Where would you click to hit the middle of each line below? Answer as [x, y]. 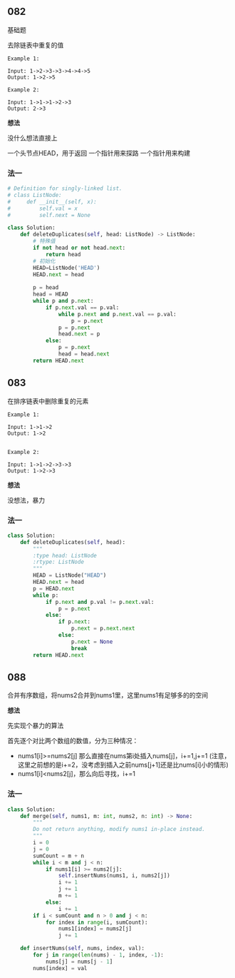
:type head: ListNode [65, 555]
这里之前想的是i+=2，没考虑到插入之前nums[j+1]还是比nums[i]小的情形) [123, 765]
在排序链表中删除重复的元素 [48, 401]
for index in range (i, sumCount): [96, 922]
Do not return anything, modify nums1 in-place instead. [119, 830]
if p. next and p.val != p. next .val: [100, 602]
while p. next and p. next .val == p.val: [117, 314]
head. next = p [79, 334]
